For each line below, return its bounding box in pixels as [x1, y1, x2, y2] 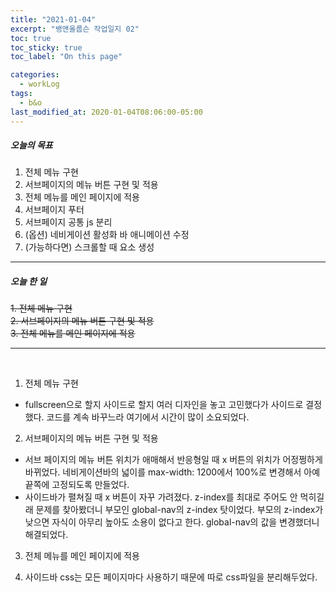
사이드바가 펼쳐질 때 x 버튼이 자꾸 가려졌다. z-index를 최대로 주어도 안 [24, 491, 298, 503]
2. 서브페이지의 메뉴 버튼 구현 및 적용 [10, 315, 155, 327]
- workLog [19, 79, 60, 90]
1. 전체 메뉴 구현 [10, 302, 73, 315]
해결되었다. [24, 529, 69, 541]
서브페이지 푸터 [24, 204, 85, 216]
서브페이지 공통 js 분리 [24, 216, 113, 228]
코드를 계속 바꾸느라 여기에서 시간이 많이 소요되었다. [46, 411, 250, 423]
